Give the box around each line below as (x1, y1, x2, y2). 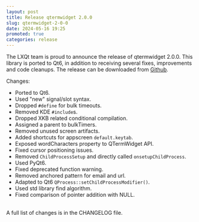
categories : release (6, 37, 58, 43)
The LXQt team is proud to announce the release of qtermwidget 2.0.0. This (6, 53, 193, 60)
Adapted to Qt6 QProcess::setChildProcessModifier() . (14, 178, 150, 185)
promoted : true (6, 31, 44, 37)
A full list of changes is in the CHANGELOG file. (6, 209, 123, 216)
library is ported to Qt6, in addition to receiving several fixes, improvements (6, 59, 192, 67)
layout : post (6, 8, 39, 15)
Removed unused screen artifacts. (14, 127, 100, 134)
